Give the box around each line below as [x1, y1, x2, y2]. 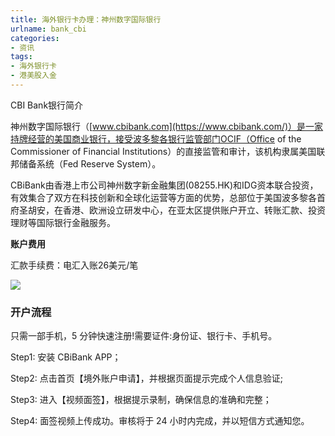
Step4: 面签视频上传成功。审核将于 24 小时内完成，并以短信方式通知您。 [10, 415, 310, 427]
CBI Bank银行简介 [10, 99, 84, 111]
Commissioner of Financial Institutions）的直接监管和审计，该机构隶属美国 [10, 145, 317, 157]
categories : [10, 33, 60, 43]
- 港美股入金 [10, 71, 57, 81]
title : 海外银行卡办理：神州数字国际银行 [10, 14, 162, 25]
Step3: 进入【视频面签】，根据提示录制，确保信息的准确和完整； [10, 394, 272, 406]
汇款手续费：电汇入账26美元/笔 [10, 259, 139, 271]
